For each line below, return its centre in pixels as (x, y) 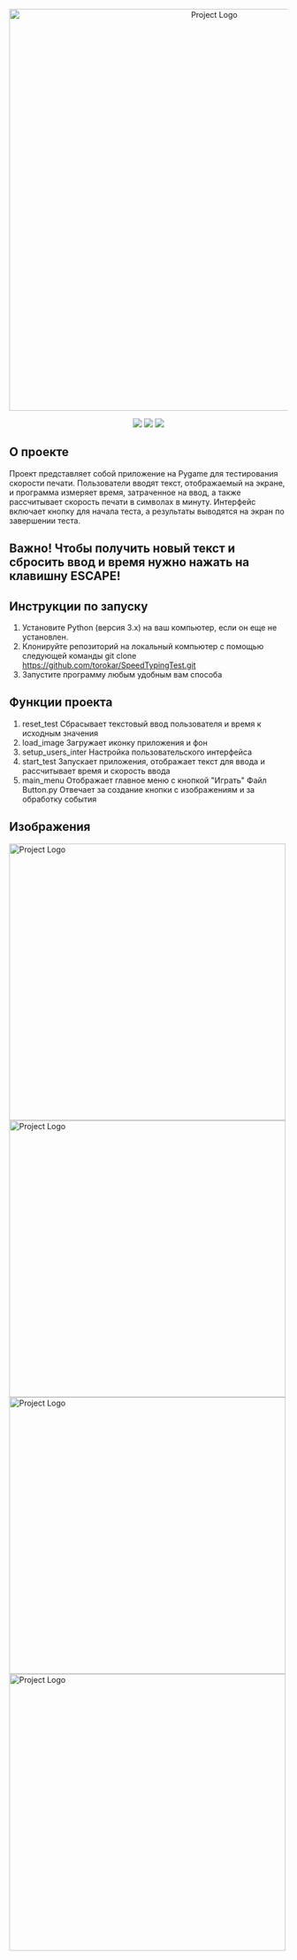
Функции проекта (61, 703)
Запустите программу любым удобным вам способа (122, 675)
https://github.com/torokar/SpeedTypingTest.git (109, 665)
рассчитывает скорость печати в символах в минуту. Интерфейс (133, 501)
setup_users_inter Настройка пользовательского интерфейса (137, 752)
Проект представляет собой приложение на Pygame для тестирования (144, 473)
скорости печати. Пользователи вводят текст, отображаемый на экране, (147, 483)
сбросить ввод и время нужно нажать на (129, 562)
